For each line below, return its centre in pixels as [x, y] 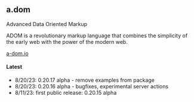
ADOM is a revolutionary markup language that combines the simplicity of [97, 36]
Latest [14, 67]
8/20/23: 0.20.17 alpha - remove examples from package [85, 80]
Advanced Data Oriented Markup [47, 24]
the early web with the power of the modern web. [67, 42]
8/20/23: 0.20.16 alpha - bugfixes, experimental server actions [92, 87]
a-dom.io [17, 53]
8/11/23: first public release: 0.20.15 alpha [66, 93]
